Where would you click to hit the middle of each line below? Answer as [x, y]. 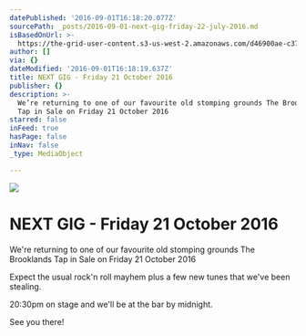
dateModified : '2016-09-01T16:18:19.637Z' [91, 69]
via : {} [24, 60]
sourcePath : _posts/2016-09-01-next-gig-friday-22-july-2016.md [134, 26]
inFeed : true [34, 129]
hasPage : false [38, 137]
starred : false [38, 120]
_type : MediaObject [46, 153]
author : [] [30, 52]
